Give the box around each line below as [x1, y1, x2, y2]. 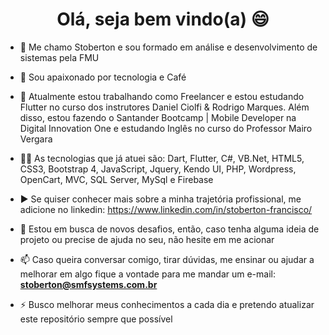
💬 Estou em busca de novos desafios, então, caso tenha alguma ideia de [19, 223, 320, 235]
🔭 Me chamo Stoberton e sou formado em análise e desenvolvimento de [19, 41, 318, 53]
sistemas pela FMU [19, 51, 100, 63]
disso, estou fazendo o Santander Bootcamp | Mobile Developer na [19, 111, 297, 123]
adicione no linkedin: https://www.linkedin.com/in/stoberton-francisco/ [19, 203, 313, 215]
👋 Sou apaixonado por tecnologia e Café [19, 71, 187, 83]
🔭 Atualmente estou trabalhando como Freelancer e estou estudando [19, 90, 305, 102]
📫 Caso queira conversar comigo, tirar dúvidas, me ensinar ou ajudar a [19, 253, 315, 265]
